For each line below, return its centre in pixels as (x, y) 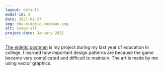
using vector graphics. (28, 63)
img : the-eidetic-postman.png (37, 24)
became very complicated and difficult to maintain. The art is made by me (82, 58)
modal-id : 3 (18, 14)
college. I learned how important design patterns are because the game (79, 52)
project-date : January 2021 (35, 33)
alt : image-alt (21, 28)
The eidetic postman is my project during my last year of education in (77, 47)
